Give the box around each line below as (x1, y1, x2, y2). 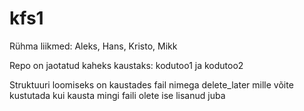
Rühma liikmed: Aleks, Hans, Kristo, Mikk (9, 40, 178, 52)
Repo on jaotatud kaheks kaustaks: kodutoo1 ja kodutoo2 (9, 59, 244, 71)
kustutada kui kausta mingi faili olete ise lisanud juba (9, 89, 226, 101)
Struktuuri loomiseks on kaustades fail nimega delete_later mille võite (9, 78, 294, 91)
